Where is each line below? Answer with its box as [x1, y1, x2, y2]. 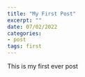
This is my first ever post [7, 62, 79, 70]
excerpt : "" [7, 17, 42, 24]
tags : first [7, 43, 42, 50]
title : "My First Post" [7, 10, 77, 17]
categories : [7, 29, 42, 37]
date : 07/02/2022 [7, 23, 58, 30]
